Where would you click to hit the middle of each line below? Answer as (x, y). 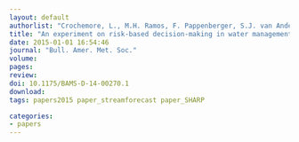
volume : (24, 59)
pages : (21, 67)
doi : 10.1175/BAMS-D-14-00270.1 (69, 83)
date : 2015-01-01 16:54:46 (59, 42)
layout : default (39, 17)
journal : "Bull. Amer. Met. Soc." (73, 51)
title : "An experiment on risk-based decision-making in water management (151, 34)
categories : (31, 116)
